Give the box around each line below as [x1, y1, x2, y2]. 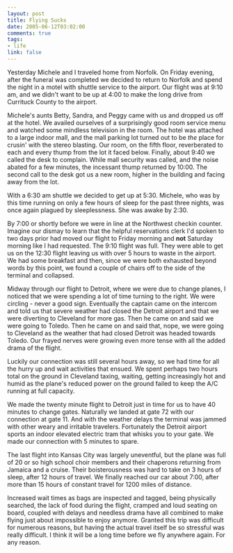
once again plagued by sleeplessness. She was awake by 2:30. [7, 206, 188, 214]
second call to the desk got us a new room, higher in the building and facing [7, 170, 225, 178]
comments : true [7, 29, 51, 37]
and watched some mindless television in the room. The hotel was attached [7, 126, 224, 134]
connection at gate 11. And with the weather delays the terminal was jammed [7, 415, 227, 423]
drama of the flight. [7, 344, 63, 352]
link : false [7, 49, 42, 56]
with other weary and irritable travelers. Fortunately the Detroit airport [7, 422, 207, 431]
